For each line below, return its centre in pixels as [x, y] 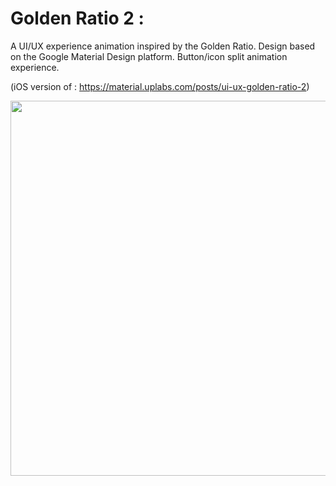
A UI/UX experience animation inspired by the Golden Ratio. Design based [163, 46]
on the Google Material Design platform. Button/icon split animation [149, 56]
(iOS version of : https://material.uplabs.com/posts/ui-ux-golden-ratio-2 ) [160, 86]
